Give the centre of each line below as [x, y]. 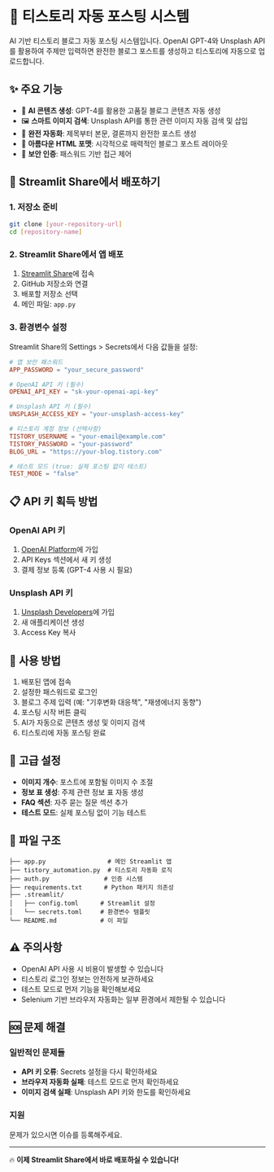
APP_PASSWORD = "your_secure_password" [77, 370]
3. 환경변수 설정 [38, 327]
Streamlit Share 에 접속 [58, 274]
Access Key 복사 [48, 633]
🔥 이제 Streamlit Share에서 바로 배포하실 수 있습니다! [94, 1159]
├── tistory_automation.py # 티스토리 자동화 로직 [91, 870]
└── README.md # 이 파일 [69, 920]
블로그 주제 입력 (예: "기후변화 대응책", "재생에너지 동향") [111, 702]
